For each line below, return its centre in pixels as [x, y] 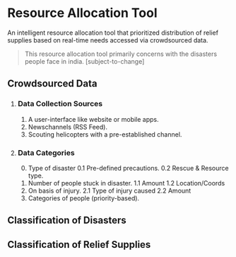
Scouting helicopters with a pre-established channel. [105, 134]
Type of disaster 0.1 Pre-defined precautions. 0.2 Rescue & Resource [128, 168]
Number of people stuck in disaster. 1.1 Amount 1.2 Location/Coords [126, 183]
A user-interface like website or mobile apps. [93, 119]
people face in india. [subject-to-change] [84, 61]
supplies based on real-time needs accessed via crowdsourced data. [108, 40]
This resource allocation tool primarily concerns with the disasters [121, 54]
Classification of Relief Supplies [79, 245]
